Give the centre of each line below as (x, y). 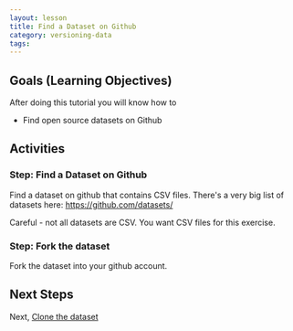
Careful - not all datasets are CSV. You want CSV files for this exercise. (142, 222)
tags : (20, 43)
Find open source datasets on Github (92, 121)
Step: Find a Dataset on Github (78, 175)
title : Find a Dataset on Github (73, 27)
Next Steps (42, 295)
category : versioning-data (61, 35)
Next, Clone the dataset (54, 316)
